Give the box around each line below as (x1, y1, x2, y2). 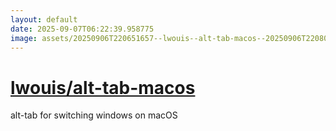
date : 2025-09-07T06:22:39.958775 (10, 24, 155, 34)
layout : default (10, 14, 78, 25)
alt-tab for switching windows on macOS (10, 109, 178, 121)
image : (10, 33, 38, 43)
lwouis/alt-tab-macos (10, 76, 196, 99)
